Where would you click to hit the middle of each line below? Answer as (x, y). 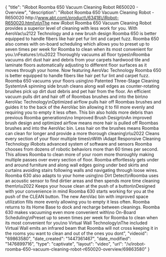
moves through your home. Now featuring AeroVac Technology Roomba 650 (83, 70)
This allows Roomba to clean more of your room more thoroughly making (80, 154)
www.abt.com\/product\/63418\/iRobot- (78, 18)
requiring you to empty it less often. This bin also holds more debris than (79, 112)
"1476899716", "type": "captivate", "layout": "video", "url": (64, 244)
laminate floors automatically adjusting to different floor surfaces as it (76, 65)
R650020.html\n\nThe (28, 23)
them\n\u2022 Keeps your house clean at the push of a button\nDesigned (80, 186)
